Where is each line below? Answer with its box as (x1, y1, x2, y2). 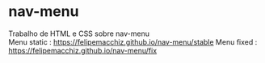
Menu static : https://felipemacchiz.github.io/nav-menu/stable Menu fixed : (8, 37, 258, 46)
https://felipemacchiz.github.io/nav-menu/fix (8, 45, 158, 55)
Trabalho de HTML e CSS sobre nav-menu (8, 29, 149, 38)
